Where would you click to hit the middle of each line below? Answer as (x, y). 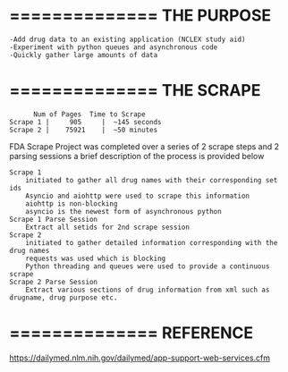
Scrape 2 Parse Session (54, 282)
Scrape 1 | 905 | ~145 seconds (86, 122)
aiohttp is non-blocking (72, 203)
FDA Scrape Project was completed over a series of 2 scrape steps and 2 (144, 146)
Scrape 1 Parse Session (54, 219)
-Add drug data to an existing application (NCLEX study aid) (127, 39)
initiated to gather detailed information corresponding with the (152, 242)
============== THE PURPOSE (140, 16)
